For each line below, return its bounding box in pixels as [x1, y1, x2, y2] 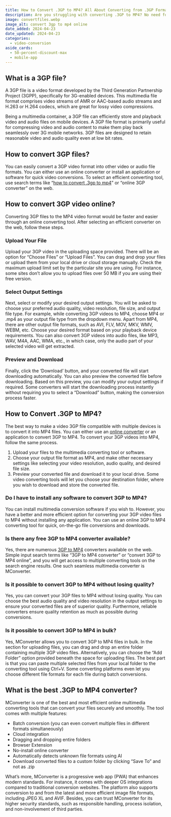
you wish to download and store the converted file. [12, 481, 120, 488]
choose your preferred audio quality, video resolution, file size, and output [5, 305, 161, 312]
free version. [5, 276, 32, 282]
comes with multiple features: [5, 710, 68, 717]
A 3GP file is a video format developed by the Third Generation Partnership [5, 87, 163, 93]
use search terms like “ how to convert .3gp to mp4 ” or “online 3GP [5, 180, 145, 186]
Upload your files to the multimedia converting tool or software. [12, 449, 146, 455]
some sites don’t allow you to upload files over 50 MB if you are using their [5, 270, 162, 276]
